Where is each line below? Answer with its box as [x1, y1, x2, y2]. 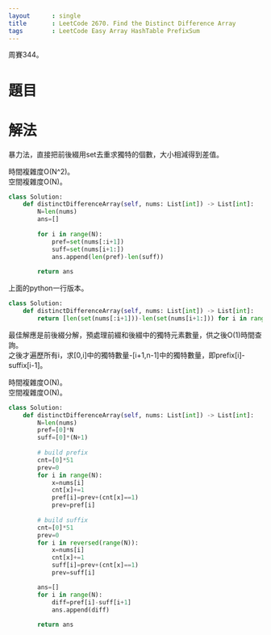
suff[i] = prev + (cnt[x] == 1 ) [51, 562, 139, 570]
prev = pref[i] [51, 501, 95, 509]
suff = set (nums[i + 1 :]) [51, 245, 125, 253]
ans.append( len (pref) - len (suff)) [51, 253, 164, 261]
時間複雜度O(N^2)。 [8, 166, 75, 176]
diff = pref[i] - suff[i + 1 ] [51, 598, 131, 606]
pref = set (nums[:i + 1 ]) [51, 237, 125, 246]
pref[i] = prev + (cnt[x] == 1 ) [51, 494, 139, 502]
